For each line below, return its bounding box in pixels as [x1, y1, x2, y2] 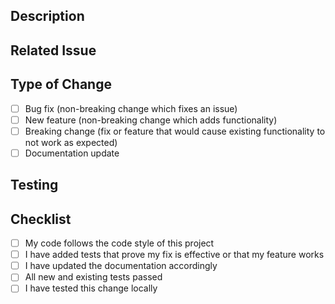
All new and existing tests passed [24, 271, 163, 283]
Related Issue [10, 42, 97, 59]
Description [10, 8, 85, 25]
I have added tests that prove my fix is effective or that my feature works [24, 249, 325, 261]
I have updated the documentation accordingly [24, 260, 218, 272]
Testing [10, 177, 59, 194]
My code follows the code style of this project [24, 237, 215, 249]
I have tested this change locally [24, 282, 158, 294]
